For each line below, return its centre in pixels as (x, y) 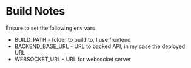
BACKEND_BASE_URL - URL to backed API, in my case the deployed (100, 46)
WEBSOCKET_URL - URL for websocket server (73, 59)
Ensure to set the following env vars (50, 28)
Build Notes (35, 11)
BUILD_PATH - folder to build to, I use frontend (72, 39)
